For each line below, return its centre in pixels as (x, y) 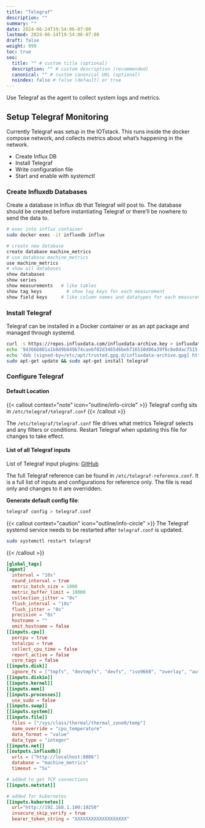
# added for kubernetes (37, 796)
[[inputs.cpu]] (26, 632)
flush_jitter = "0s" (38, 609)
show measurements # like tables (52, 286)
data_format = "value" (41, 734)
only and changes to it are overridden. (54, 488)
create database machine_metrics (49, 251)
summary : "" (21, 23)
